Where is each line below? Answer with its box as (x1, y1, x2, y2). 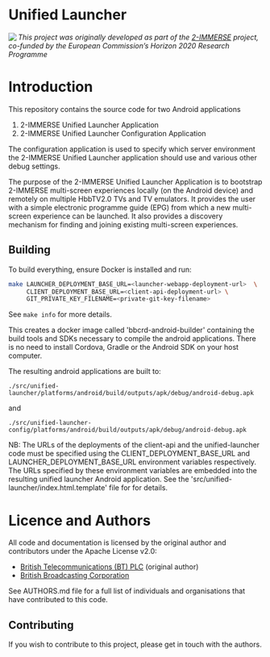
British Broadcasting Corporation (19, 571, 130, 580)
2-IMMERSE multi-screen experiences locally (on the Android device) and (8, 185, 254, 195)
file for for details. (108, 483, 168, 493)
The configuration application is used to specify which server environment (8, 143, 255, 154)
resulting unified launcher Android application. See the (8, 474, 189, 484)
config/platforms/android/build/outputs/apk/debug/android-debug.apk (8, 426, 247, 435)
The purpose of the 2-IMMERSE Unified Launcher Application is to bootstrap (8, 177, 263, 186)
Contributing (8, 618, 74, 632)
